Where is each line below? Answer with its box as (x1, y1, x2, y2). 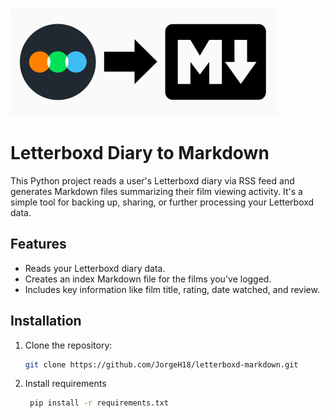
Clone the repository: (24, 339, 113, 351)
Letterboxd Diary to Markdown (10, 142, 270, 165)
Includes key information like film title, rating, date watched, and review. (24, 283, 320, 295)
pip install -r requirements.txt (29, 398, 169, 408)
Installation (10, 313, 82, 330)
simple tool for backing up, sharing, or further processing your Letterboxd (10, 196, 315, 208)
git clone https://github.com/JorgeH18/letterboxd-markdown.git (24, 359, 299, 370)
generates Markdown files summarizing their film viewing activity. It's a (10, 185, 303, 197)
